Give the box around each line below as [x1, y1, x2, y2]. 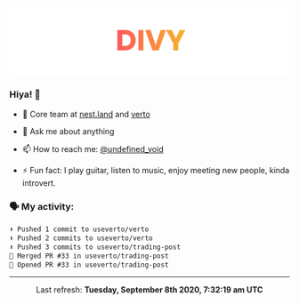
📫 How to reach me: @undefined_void [21, 143, 164, 154]
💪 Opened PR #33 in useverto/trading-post [9, 260, 169, 269]
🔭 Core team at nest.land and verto [21, 108, 151, 119]
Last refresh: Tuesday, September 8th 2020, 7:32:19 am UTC [36, 284, 263, 295]
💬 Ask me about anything [21, 125, 115, 136]
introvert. [21, 177, 56, 188]
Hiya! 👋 [9, 88, 41, 100]
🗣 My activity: [9, 200, 75, 212]
